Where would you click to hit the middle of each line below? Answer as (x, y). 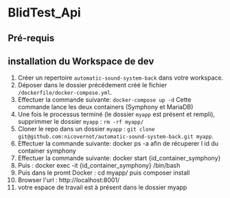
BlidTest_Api (44, 13)
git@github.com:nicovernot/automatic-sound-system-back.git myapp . (115, 136)
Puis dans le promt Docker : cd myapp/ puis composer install (104, 173)
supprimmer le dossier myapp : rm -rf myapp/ (81, 122)
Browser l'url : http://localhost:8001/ (69, 180)
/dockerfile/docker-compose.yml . (65, 92)
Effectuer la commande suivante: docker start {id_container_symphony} (119, 158)
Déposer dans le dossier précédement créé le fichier (92, 85)
